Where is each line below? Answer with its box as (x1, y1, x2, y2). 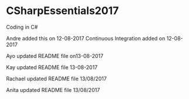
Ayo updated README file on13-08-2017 (6, 52, 104, 59)
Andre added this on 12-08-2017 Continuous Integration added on (6, 35, 166, 42)
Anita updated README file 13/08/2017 (6, 86, 100, 93)
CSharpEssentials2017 (6, 4, 119, 18)
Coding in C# (6, 23, 38, 30)
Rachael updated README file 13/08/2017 (6, 75, 107, 82)
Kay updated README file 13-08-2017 (6, 63, 98, 71)
